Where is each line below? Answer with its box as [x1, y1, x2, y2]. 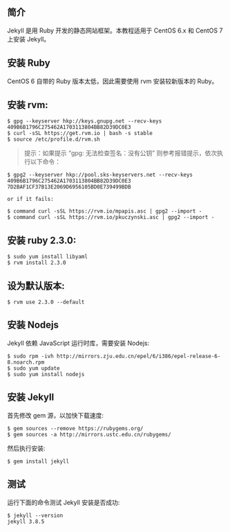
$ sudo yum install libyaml [7, 254, 88, 260]
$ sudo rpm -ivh [7, 353, 54, 360]
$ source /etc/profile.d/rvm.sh [7, 136, 100, 143]
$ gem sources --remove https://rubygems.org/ [7, 425, 144, 432]
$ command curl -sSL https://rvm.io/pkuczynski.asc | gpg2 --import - [7, 214, 215, 221]
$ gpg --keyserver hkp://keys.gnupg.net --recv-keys [7, 118, 162, 125]
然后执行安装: [7, 444, 46, 452]
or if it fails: [7, 196, 54, 203]
